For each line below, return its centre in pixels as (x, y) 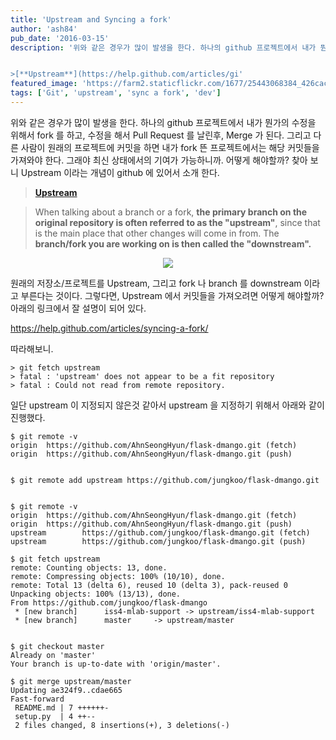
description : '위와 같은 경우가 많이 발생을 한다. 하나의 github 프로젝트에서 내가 (163, 47)
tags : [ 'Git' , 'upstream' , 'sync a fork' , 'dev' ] (116, 93)
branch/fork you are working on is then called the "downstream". (173, 243)
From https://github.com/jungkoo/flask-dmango (109, 602)
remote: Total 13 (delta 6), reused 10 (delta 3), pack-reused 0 (149, 585)
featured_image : (44, 84)
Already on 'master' (53, 655)
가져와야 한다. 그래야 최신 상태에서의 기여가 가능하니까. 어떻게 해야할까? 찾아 (159, 160)
